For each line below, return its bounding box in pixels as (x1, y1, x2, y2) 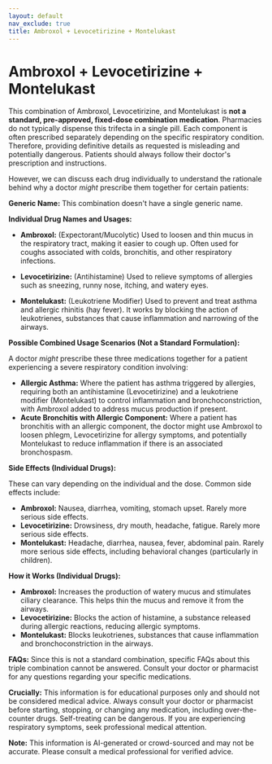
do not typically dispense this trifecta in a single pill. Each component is (8, 124, 248, 134)
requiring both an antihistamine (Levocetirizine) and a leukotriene (19, 387, 239, 397)
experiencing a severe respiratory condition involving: (8, 362, 188, 372)
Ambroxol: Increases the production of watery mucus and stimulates (19, 587, 252, 597)
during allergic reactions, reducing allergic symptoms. (19, 621, 201, 631)
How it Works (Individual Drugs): (8, 571, 121, 581)
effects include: (8, 488, 61, 498)
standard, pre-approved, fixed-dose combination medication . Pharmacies (8, 115, 262, 125)
